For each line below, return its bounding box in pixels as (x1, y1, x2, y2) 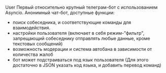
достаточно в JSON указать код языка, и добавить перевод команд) (12, 62, 161, 68)
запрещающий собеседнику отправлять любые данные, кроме (12, 35, 151, 41)
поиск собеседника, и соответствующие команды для (12, 20, 131, 25)
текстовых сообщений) (12, 41, 63, 47)
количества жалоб (12, 51, 53, 57)
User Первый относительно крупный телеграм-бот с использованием (5, 5, 158, 10)
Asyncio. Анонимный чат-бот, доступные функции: (5, 10, 115, 16)
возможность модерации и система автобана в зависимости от (12, 46, 152, 52)
